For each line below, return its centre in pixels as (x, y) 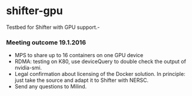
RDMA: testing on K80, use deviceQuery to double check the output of (100, 62)
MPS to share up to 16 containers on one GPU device (79, 55)
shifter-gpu (34, 11)
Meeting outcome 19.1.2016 (46, 42)
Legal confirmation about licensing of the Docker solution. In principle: (100, 74)
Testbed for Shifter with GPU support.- (53, 27)
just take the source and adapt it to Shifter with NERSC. (82, 80)
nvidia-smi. (28, 68)
